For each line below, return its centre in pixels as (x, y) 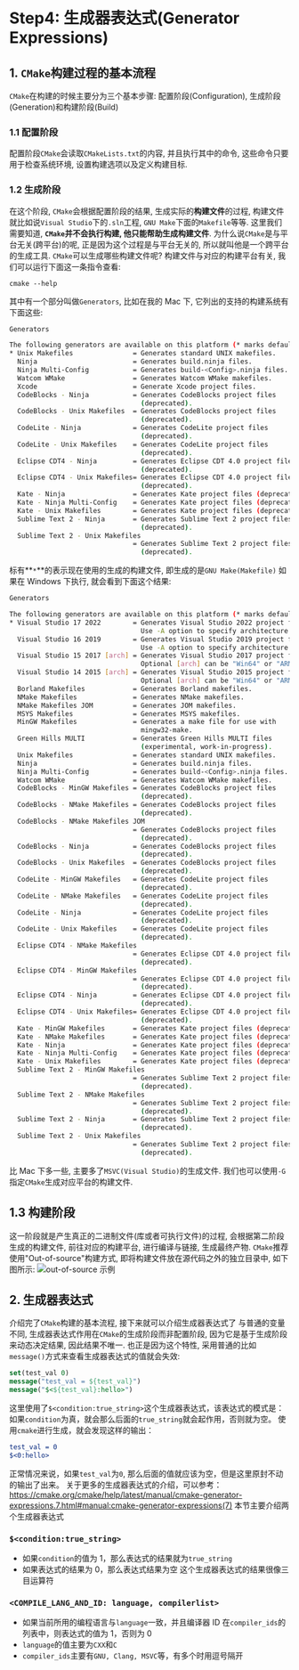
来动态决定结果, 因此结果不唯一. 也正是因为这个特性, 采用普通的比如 (133, 1345)
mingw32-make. (167, 730)
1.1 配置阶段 (34, 132)
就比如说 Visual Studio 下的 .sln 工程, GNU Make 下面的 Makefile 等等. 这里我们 (146, 222)
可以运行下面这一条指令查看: (69, 266)
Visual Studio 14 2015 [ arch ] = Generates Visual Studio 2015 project (151, 672)
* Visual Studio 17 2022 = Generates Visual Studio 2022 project (147, 623)
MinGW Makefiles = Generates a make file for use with (147, 722)
